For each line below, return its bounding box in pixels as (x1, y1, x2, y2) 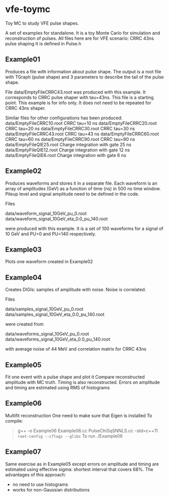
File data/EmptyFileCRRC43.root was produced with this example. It (5, 89, 146, 95)
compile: (5, 418, 24, 424)
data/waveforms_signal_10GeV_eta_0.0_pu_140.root (5, 336, 111, 343)
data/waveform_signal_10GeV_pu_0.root (5, 210, 87, 216)
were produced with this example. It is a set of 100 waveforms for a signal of (5, 225, 163, 231)
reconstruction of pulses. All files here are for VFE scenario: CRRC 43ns (5, 35, 154, 41)
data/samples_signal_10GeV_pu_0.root (5, 306, 84, 312)
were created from (5, 321, 44, 327)
